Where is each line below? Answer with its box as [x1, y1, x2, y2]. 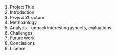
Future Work [9, 35, 35, 41]
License [9, 46, 26, 51]
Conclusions [9, 40, 35, 46]
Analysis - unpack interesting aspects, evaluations [9, 25, 112, 31]
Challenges [9, 30, 33, 36]
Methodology [9, 19, 37, 25]
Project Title [9, 4, 34, 10]
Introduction [9, 9, 35, 15]
